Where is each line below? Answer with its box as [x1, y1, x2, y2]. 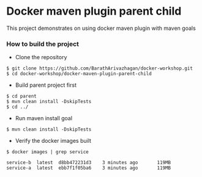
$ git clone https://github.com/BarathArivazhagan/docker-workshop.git [6, 65, 193, 71]
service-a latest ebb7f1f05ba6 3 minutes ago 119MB [6, 165, 171, 172]
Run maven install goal [15, 115, 72, 122]
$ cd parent [6, 93, 37, 99]
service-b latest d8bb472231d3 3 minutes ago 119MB [6, 160, 171, 166]
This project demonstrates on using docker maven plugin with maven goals [6, 24, 196, 32]
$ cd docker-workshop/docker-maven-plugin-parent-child [6, 71, 152, 77]
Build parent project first [15, 81, 77, 89]
